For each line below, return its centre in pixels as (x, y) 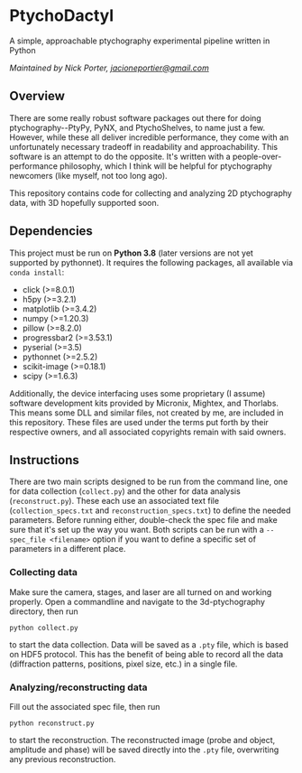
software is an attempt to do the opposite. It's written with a (120, 156)
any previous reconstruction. (63, 759)
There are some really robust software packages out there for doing (135, 117)
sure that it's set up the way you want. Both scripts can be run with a (137, 530)
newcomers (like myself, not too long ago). (89, 175)
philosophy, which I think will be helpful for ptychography (166, 166)
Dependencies (51, 231)
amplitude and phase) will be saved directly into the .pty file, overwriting (144, 750)
